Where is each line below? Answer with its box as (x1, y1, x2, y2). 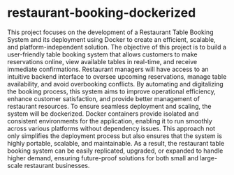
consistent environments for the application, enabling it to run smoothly (7, 116, 213, 125)
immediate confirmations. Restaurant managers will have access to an (7, 65, 209, 73)
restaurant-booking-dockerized (7, 5, 196, 21)
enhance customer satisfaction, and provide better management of (7, 94, 200, 102)
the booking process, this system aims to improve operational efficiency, (7, 87, 217, 96)
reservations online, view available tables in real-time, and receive (7, 57, 198, 66)
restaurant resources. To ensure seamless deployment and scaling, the (7, 102, 212, 110)
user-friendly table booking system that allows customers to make (7, 50, 198, 59)
